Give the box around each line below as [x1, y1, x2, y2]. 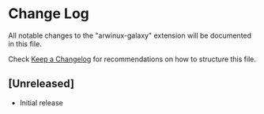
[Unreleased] [8, 77, 75, 90]
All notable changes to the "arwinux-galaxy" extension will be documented [8, 31, 251, 40]
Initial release [19, 97, 63, 107]
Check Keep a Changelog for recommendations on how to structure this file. [8, 54, 257, 64]
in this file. [8, 39, 42, 48]
